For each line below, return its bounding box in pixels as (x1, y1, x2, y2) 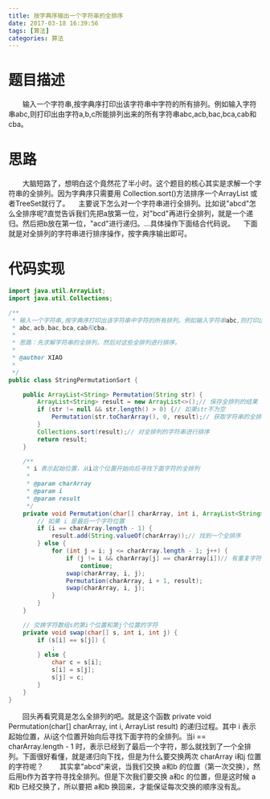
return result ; (37, 435, 88, 443)
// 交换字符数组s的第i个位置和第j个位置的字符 (22, 621, 158, 629)
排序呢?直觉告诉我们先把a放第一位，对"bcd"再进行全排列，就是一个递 (22, 209, 254, 218)
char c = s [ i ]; (51, 658, 103, 667)
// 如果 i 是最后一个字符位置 (37, 517, 125, 525)
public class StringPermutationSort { (8, 376, 138, 384)
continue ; (80, 561, 113, 570)
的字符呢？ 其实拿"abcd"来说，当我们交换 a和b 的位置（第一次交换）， (8, 761, 254, 771)
